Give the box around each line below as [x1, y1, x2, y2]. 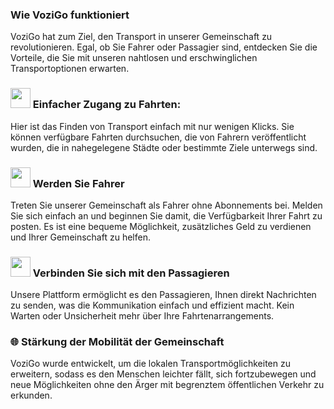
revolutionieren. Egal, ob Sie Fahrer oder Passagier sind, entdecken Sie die [10, 41, 318, 53]
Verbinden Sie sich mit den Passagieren [32, 266, 230, 280]
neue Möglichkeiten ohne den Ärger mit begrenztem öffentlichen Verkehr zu [10, 379, 325, 391]
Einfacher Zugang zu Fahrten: [32, 98, 182, 112]
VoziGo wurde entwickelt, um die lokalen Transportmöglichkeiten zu [10, 358, 291, 370]
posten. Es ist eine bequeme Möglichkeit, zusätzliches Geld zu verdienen [10, 220, 312, 232]
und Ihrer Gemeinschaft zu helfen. [10, 231, 151, 243]
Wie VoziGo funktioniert [10, 8, 130, 22]
